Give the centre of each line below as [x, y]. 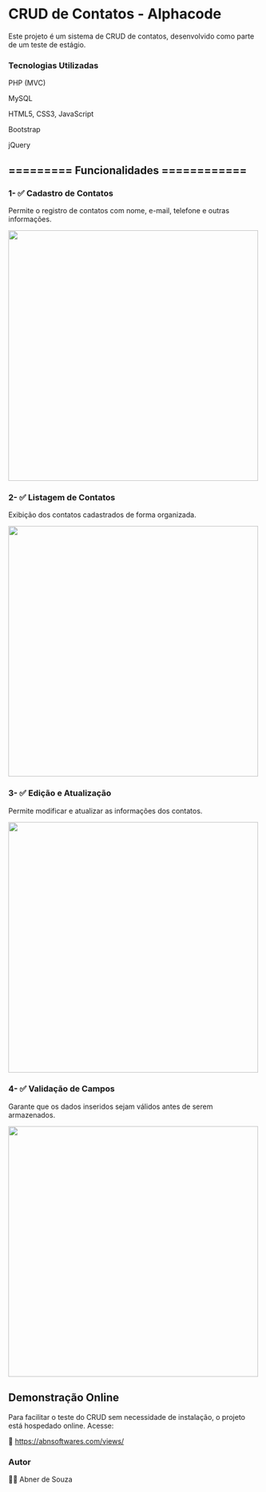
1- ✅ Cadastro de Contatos [61, 193]
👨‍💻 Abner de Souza [41, 1479]
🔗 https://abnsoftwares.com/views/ [66, 1441]
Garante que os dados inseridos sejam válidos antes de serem [111, 1106]
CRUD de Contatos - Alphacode [115, 14]
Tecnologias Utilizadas [54, 65]
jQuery [19, 145]
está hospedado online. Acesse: [61, 1425]
